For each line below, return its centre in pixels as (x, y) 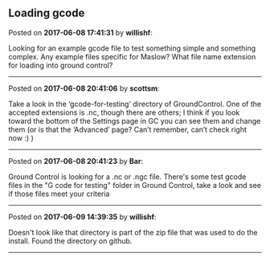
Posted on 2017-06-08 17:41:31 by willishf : (80, 32)
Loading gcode (47, 13)
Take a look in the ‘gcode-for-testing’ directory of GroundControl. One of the (135, 104)
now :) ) (21, 138)
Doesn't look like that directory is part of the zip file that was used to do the (133, 232)
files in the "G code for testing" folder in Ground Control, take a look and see (135, 185)
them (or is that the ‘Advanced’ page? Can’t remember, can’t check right (128, 129)
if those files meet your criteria (59, 194)
